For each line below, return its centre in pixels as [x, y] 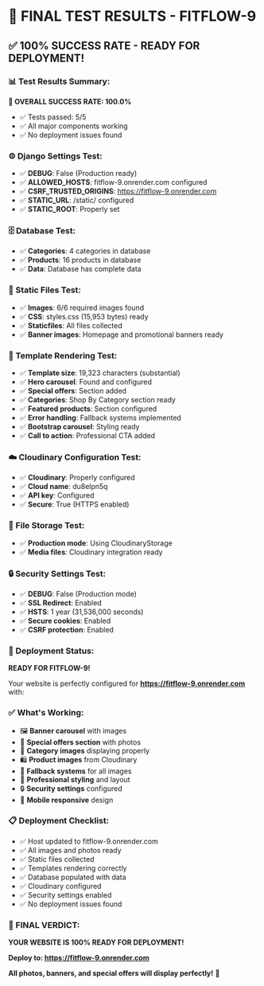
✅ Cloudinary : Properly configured [77, 478]
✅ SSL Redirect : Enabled [60, 603]
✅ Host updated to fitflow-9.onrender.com [89, 841]
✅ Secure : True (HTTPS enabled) [74, 504]
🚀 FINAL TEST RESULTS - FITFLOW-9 [132, 16]
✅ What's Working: [46, 713]
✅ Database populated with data [73, 877]
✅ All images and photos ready [70, 850]
